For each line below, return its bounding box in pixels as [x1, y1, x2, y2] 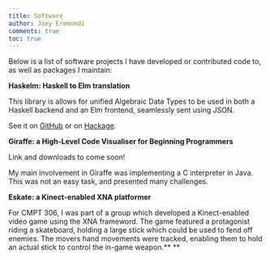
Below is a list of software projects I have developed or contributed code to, [8, 57, 262, 66]
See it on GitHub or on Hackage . [8, 121, 117, 130]
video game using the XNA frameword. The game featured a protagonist [8, 216, 250, 227]
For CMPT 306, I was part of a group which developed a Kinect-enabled [8, 208, 250, 218]
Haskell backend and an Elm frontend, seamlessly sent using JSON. [8, 105, 235, 115]
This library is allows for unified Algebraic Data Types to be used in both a [8, 96, 255, 106]
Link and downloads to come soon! [8, 152, 126, 162]
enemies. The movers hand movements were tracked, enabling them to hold [8, 234, 263, 244]
